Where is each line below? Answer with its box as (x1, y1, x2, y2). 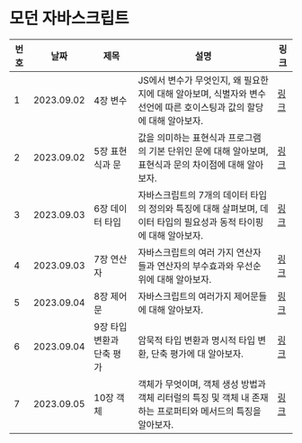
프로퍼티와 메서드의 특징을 (156, 404, 262, 417)
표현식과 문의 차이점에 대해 (138, 158, 245, 171)
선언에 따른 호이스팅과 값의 (138, 101, 245, 113)
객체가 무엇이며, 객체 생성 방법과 (138, 377, 267, 390)
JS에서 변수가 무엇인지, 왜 (138, 74, 242, 86)
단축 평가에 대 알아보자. (151, 348, 244, 360)
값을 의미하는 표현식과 (138, 131, 226, 144)
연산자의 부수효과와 (156, 259, 235, 272)
